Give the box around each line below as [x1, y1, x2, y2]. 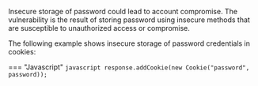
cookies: [8, 47, 36, 56]
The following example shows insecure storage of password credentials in [8, 39, 251, 48]
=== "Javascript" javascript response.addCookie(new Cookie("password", [8, 62, 250, 72]
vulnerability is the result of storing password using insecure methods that [8, 15, 251, 24]
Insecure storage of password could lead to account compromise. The [8, 7, 238, 16]
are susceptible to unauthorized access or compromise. [8, 24, 190, 32]
